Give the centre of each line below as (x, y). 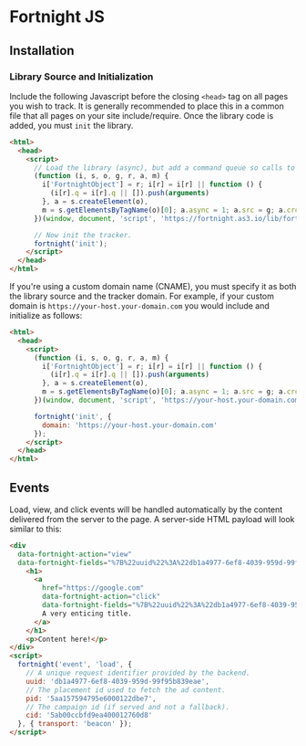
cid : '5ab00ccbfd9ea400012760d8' (89, 715)
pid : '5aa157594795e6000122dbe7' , (91, 699)
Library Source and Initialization (82, 77)
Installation (42, 51)
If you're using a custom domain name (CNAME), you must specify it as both (153, 286)
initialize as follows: (46, 315)
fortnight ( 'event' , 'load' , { (75, 665)
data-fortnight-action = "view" (75, 554)
